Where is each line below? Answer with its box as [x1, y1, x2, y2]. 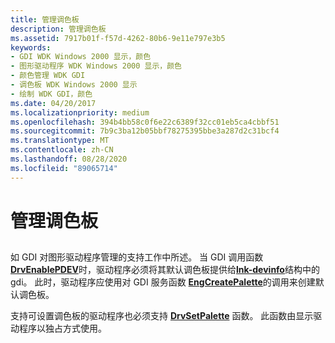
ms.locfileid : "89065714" [10, 163, 118, 173]
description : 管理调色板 [10, 24, 107, 34]
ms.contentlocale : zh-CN [10, 145, 114, 155]
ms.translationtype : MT [10, 136, 110, 146]
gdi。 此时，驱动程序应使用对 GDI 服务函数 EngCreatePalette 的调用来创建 [10, 276, 316, 288]
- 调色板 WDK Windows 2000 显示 [10, 80, 138, 90]
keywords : [10, 42, 52, 53]
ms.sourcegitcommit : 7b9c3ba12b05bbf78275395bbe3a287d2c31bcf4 [10, 126, 280, 136]
